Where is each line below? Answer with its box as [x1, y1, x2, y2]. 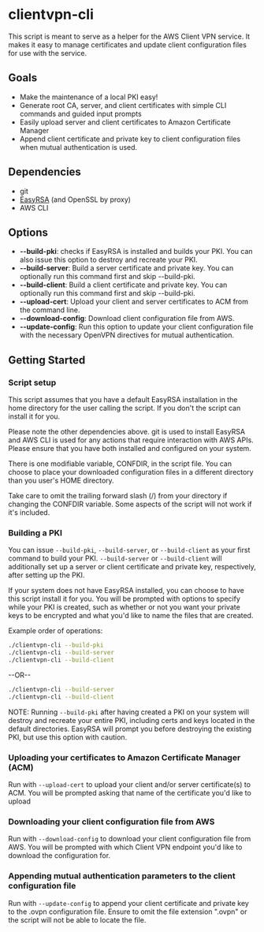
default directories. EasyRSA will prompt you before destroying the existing [8, 724, 252, 733]
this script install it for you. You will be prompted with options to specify [8, 594, 240, 604]
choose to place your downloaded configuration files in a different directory [8, 468, 254, 477]
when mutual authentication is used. [19, 142, 138, 151]
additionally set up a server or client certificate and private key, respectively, [8, 562, 256, 572]
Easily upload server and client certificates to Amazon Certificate [19, 117, 231, 127]
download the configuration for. [8, 851, 111, 860]
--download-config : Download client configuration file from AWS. [19, 314, 235, 323]
